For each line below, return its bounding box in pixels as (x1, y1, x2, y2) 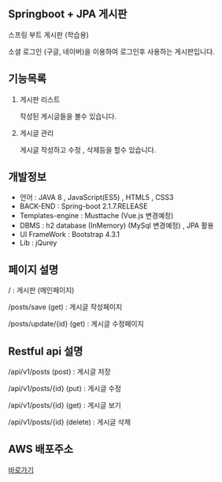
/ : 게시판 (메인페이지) (8, 285, 75, 295)
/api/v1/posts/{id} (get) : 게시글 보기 (8, 401, 122, 410)
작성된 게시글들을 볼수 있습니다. (19, 111, 117, 121)
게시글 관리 (19, 128, 54, 137)
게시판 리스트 (19, 94, 61, 104)
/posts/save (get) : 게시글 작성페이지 (8, 303, 123, 312)
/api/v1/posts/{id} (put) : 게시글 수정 (8, 384, 122, 394)
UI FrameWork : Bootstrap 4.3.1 (19, 230, 120, 239)
